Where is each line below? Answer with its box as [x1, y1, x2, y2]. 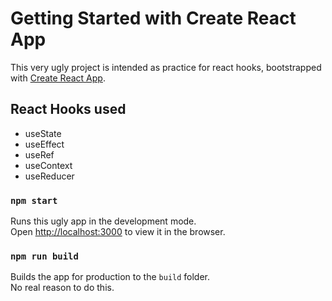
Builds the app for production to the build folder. [10, 271, 211, 283]
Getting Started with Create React [10, 7, 297, 30]
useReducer [24, 170, 75, 182]
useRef [24, 148, 55, 161]
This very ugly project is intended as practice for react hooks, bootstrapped [10, 61, 322, 73]
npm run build [10, 250, 79, 262]
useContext [24, 159, 73, 171]
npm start [10, 195, 58, 206]
